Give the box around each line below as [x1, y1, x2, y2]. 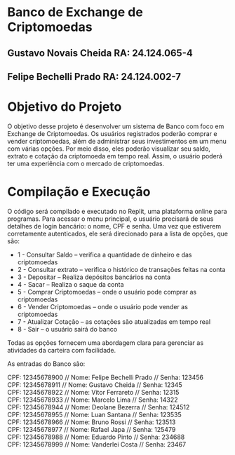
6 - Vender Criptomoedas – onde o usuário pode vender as [17, 302, 188, 311]
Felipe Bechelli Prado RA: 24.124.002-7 [7, 71, 181, 83]
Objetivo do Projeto [7, 99, 122, 115]
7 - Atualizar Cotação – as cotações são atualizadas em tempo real [17, 317, 211, 326]
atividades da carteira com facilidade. [7, 346, 116, 354]
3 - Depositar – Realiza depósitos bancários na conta [17, 273, 170, 281]
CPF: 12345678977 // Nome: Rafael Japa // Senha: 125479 [7, 425, 176, 433]
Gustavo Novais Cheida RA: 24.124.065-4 [7, 47, 193, 59]
